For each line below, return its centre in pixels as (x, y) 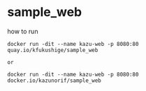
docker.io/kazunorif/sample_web (54, 81)
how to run (23, 31)
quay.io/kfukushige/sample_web (53, 50)
